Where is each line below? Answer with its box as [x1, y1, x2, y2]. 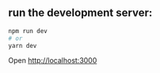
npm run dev [8, 27, 48, 35]
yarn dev [8, 42, 37, 49]
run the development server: [8, 6, 153, 20]
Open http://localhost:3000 [8, 56, 97, 65]
